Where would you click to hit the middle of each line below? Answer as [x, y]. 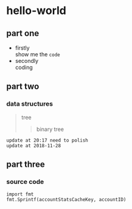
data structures [30, 104]
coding [24, 67]
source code [25, 182]
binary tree [50, 129]
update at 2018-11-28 [34, 145]
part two [23, 86]
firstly [22, 48]
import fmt [20, 194]
